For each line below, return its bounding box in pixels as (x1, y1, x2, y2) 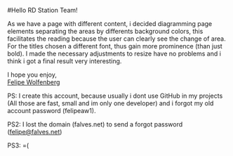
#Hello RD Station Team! (7, 6, 79, 14)
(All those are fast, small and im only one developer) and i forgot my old (7, 99, 214, 108)
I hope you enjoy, (7, 70, 58, 79)
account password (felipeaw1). (7, 107, 96, 115)
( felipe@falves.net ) (7, 128, 62, 136)
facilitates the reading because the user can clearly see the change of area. (7, 34, 226, 43)
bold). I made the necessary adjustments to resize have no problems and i (7, 49, 221, 58)
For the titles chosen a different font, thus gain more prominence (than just (7, 42, 222, 50)
